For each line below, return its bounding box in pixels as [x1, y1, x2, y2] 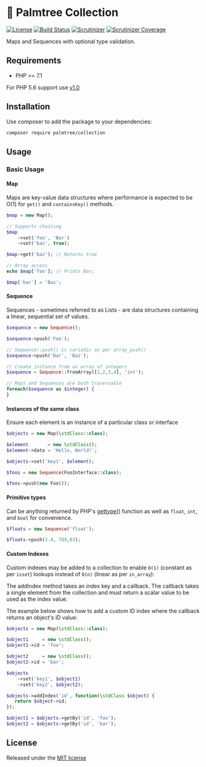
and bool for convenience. [6, 514, 73, 521]
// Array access [6, 263, 48, 269]
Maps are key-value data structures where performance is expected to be [6, 193, 193, 201]
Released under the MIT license [6, 754, 87, 761]
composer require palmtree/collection [6, 129, 105, 136]
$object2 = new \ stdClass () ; [6, 653, 92, 660]
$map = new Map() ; [6, 212, 53, 218]
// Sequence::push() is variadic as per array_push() [6, 347, 147, 353]
